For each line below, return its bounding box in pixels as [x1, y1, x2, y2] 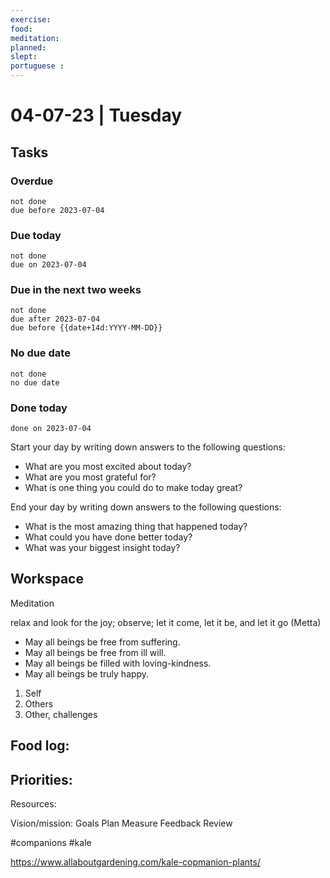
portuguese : [10, 61, 65, 71]
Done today [10, 401, 68, 415]
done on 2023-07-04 [10, 424, 92, 434]
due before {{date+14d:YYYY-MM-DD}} [10, 323, 163, 333]
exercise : [10, 14, 52, 25]
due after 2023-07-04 [10, 314, 101, 325]
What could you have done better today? [24, 531, 193, 543]
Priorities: [10, 771, 73, 788]
